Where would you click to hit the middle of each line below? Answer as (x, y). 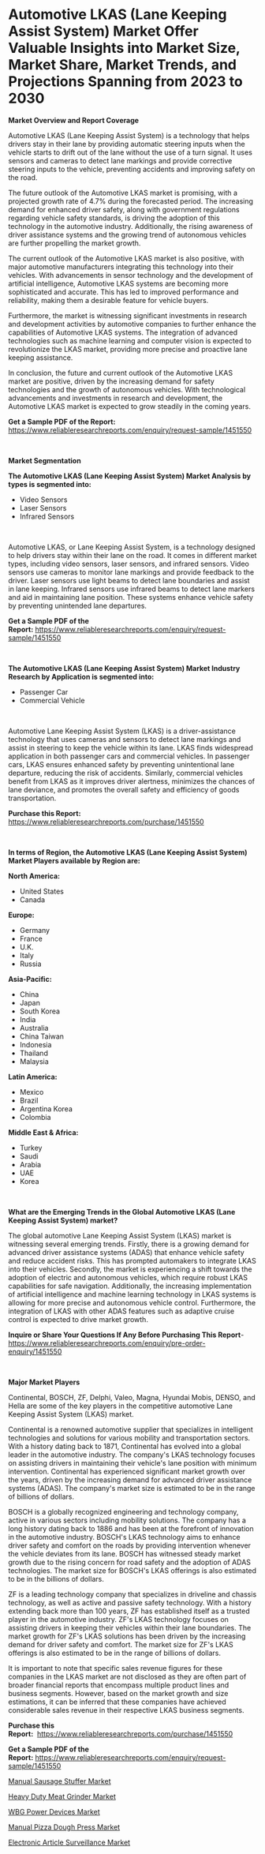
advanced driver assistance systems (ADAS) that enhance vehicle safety (126, 1252)
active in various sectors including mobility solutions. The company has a (127, 1520)
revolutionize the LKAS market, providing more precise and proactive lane (128, 349)
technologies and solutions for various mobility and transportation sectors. (129, 1437)
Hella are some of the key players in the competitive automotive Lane (120, 1406)
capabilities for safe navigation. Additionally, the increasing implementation (130, 1286)
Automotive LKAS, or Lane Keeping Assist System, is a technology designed (132, 547)
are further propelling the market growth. (75, 243)
